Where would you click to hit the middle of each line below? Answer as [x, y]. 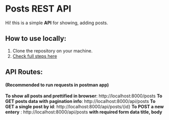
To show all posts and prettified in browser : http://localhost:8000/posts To [84, 96]
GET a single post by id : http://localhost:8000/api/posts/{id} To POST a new [84, 107]
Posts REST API [38, 9]
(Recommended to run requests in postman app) [57, 85]
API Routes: [24, 72]
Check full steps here [35, 56]
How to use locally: [36, 39]
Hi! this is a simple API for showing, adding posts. [57, 23]
